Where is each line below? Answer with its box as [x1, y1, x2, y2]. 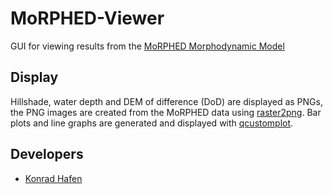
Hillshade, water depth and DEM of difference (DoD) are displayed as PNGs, [10, 95, 323, 107]
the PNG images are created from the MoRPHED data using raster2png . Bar [10, 106, 322, 118]
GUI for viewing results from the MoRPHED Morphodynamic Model [10, 40, 285, 52]
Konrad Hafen [24, 172, 83, 184]
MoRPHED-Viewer [10, 7, 165, 30]
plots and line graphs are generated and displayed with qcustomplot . [10, 117, 294, 129]
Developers [10, 146, 84, 163]
